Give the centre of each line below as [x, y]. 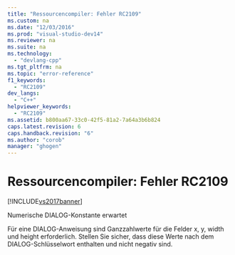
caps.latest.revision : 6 [44, 126]
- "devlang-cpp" [38, 61]
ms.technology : [30, 54]
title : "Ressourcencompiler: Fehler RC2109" [74, 14]
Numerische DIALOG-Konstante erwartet [67, 215]
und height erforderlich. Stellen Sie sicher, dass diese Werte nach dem [111, 236]
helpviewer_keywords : [40, 107]
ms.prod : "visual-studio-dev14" [55, 34]
